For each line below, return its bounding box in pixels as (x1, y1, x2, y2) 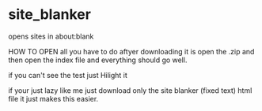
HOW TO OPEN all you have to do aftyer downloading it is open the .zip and (8, 46, 255, 56)
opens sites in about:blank (8, 31, 94, 41)
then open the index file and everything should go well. (8, 55, 188, 65)
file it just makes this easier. (8, 94, 99, 103)
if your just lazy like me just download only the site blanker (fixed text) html (8, 85, 253, 95)
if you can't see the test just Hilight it (8, 70, 128, 80)
